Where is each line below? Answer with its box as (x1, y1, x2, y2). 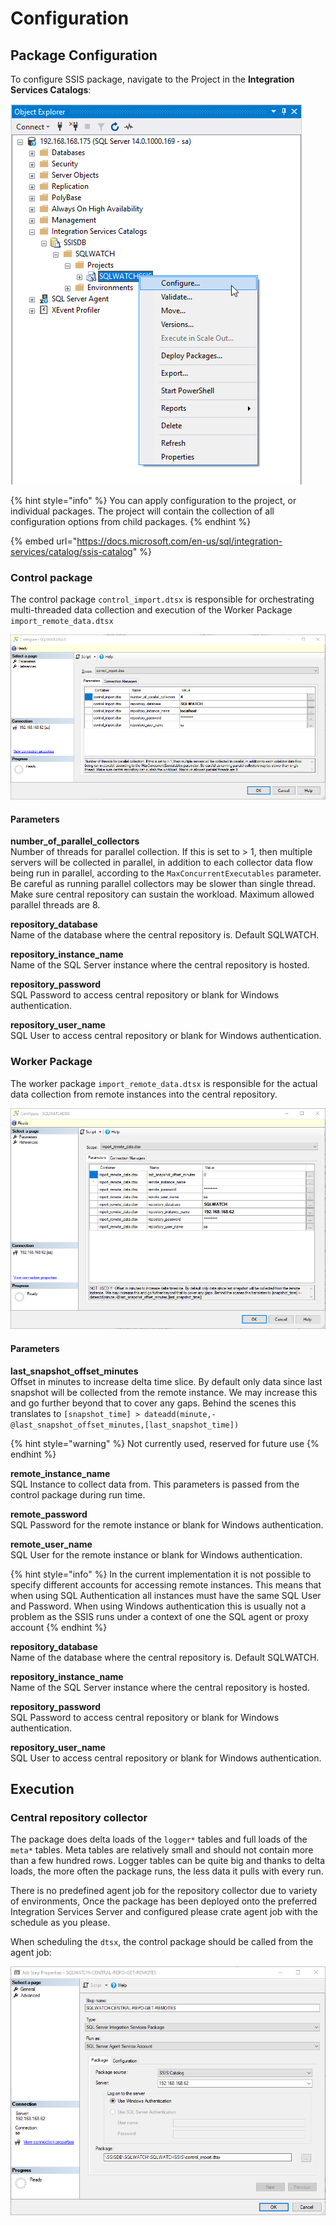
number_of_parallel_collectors (10, 835, 140, 847)
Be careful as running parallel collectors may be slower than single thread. (10, 878, 317, 890)
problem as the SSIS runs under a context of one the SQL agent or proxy (10, 1610, 309, 1622)
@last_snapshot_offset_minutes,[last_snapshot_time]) (10, 1420, 240, 1430)
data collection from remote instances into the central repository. (10, 1088, 278, 1100)
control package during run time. (10, 1488, 146, 1501)
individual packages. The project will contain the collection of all (10, 505, 275, 517)
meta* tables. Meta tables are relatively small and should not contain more (10, 1844, 314, 1856)
